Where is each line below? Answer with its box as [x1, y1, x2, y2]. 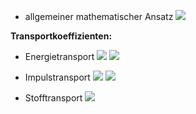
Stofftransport [24, 92, 83, 104]
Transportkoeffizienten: [10, 30, 113, 42]
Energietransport [24, 51, 95, 62]
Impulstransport [24, 71, 91, 83]
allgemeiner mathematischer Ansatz [24, 11, 174, 22]
